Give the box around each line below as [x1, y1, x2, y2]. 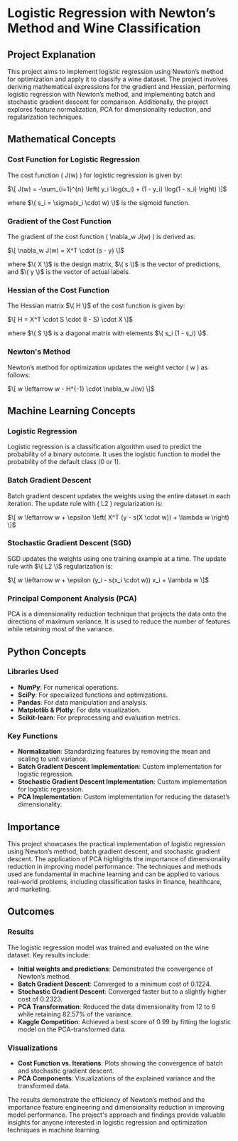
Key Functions [7, 731, 58, 741]
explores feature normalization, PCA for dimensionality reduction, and [7, 105, 212, 113]
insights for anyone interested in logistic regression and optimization [7, 1118, 207, 1126]
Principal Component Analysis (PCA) [7, 593, 137, 603]
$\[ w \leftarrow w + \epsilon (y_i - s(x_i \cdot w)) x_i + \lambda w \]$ [7, 575, 210, 584]
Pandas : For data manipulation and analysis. [17, 698, 148, 706]
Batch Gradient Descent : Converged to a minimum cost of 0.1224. [17, 979, 212, 988]
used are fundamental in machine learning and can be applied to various [7, 870, 220, 878]
